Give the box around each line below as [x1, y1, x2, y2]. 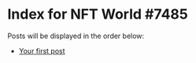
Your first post [18, 46, 65, 55]
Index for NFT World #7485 [7, 5, 188, 23]
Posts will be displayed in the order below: [7, 31, 145, 40]
